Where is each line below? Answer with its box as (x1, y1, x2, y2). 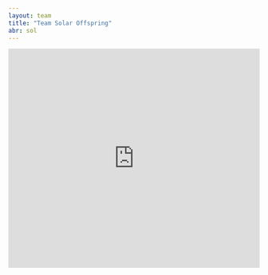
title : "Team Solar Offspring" (8, 19, 112, 27)
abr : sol (8, 26, 37, 34)
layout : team (8, 11, 52, 20)
